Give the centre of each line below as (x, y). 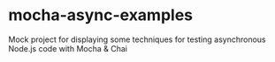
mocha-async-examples (101, 15)
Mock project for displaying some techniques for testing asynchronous (137, 39)
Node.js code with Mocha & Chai (68, 48)
